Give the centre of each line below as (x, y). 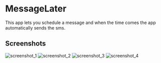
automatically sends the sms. (35, 27)
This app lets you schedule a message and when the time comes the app (81, 22)
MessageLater (36, 9)
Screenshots (26, 44)
